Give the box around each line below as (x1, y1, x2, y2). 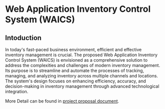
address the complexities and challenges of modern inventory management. (5, 63, 161, 68)
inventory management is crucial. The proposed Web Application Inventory (5, 52, 158, 58)
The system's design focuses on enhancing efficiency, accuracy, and (5, 78, 146, 84)
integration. (5, 89, 29, 94)
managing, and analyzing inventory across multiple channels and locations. (5, 73, 158, 78)
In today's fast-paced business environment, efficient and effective (5, 47, 142, 52)
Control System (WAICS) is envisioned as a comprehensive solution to (5, 57, 148, 63)
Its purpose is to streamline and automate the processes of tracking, (5, 68, 144, 73)
